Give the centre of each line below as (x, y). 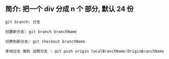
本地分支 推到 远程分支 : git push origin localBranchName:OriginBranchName (85, 51)
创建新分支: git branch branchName (41, 32)
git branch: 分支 (23, 22)
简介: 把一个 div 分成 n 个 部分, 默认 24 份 (69, 9)
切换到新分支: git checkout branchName (45, 41)
